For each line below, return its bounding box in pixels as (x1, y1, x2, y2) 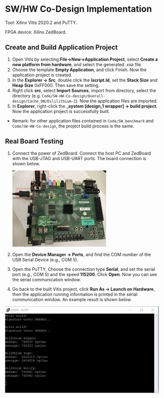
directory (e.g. (12, 93, 41, 98)
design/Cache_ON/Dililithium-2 (12, 99, 76, 104)
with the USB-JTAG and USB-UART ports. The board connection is (12, 155, 146, 161)
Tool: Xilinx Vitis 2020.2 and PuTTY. (5, 20, 77, 25)
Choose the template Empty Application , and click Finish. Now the (12, 67, 147, 72)
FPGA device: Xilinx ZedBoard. (5, 29, 67, 35)
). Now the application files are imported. (75, 98, 158, 104)
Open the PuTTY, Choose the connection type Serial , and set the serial (12, 266, 155, 272)
